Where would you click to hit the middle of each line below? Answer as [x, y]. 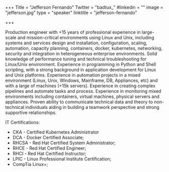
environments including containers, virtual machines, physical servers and [82, 96]
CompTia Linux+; [30, 164]
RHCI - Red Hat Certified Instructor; [49, 154]
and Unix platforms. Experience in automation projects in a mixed [73, 75]
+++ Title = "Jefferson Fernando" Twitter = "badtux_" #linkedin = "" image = [84, 7]
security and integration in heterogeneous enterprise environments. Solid [81, 53]
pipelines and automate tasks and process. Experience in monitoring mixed [83, 91]
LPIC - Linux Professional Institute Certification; [62, 159]
